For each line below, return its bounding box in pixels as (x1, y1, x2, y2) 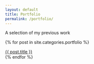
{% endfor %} (5, 54, 33, 60)
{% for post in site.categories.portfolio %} (5, 39, 90, 45)
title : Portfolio (5, 12, 41, 17)
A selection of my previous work (5, 30, 70, 36)
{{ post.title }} (5, 49, 33, 55)
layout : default (5, 7, 38, 12)
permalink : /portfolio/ (5, 16, 54, 21)
